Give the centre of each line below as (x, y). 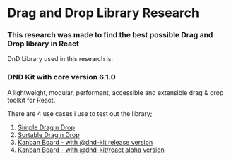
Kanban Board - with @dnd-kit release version (85, 142)
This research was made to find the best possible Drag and (110, 35)
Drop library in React (43, 44)
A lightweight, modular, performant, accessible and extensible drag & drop (115, 92)
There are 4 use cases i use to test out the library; (80, 113)
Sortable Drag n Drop (48, 134)
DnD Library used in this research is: (60, 59)
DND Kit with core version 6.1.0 (61, 77)
